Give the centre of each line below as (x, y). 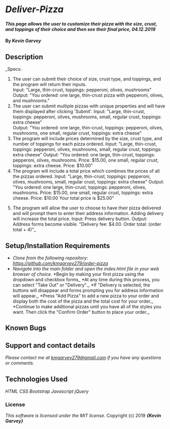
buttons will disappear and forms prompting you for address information (88, 290)
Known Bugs (26, 328)
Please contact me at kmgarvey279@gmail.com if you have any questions (83, 358)
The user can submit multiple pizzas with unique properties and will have (89, 106)
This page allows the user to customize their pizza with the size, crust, (81, 23)
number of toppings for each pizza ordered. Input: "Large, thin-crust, (85, 144)
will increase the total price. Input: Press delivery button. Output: (80, 219)
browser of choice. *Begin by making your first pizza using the (78, 274)
